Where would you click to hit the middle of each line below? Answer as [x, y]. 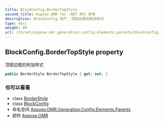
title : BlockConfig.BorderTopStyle [41, 10]
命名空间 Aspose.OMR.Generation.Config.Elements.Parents [71, 109]
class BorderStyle [30, 98]
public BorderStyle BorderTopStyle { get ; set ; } [57, 74]
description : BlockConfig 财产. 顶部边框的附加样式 [55, 19]
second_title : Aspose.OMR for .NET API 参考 [50, 14]
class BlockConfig [30, 103]
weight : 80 [16, 28]
